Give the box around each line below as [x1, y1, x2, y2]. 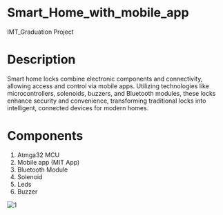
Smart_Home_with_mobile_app [7, 5, 189, 21]
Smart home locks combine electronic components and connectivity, [7, 74, 203, 83]
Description [7, 52, 76, 68]
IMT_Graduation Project [7, 28, 74, 36]
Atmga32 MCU [17, 150, 60, 159]
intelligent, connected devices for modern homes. [7, 103, 149, 112]
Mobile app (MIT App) [17, 158, 80, 166]
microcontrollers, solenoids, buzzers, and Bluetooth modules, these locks [7, 89, 216, 97]
